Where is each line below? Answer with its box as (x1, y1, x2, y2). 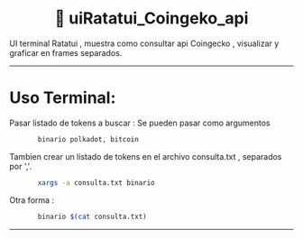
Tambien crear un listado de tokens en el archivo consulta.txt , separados (9, 151, 282, 161)
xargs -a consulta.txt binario (37, 178, 155, 188)
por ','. (9, 161, 32, 171)
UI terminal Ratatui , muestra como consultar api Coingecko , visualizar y (9, 38, 280, 49)
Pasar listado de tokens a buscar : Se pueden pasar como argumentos (9, 117, 271, 128)
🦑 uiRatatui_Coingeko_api (54, 8, 249, 29)
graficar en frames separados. (9, 47, 123, 58)
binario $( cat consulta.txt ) (37, 212, 147, 221)
